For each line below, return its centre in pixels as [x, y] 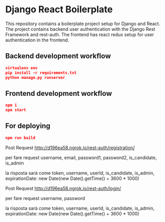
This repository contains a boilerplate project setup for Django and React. [83, 24]
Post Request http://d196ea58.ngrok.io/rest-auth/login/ [63, 188]
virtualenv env [22, 68]
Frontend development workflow [59, 93]
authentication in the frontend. [37, 40]
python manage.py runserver [35, 77]
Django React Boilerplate [59, 9]
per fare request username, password [45, 198]
